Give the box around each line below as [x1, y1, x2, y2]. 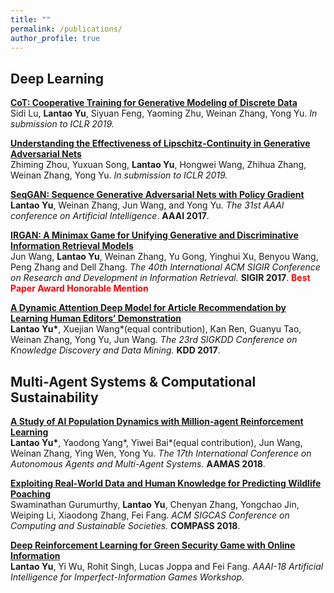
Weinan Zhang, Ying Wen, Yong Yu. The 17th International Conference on [10, 447, 312, 459]
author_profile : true [10, 33, 101, 43]
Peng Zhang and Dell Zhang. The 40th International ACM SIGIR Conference [10, 261, 321, 273]
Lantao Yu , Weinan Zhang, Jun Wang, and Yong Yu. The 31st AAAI [10, 199, 285, 211]
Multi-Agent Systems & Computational [10, 373, 257, 390]
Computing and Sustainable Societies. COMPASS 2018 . [10, 520, 241, 531]
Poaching [10, 488, 52, 500]
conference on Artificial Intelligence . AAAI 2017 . [10, 210, 210, 222]
